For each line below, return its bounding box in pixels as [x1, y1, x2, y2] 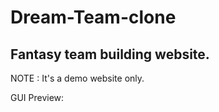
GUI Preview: [10, 92, 65, 103]
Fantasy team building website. [10, 46, 210, 63]
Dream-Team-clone [10, 6, 177, 29]
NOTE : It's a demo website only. [10, 72, 145, 84]
